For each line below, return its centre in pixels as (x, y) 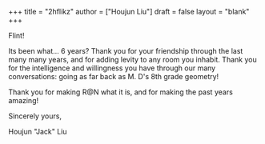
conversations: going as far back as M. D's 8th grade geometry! (114, 76)
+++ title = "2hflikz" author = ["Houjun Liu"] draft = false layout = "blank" (129, 12)
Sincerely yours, (35, 116)
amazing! (23, 100)
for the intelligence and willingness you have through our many (112, 68)
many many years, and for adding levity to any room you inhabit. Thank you (133, 60)
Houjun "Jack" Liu (38, 132)
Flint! (16, 36)
